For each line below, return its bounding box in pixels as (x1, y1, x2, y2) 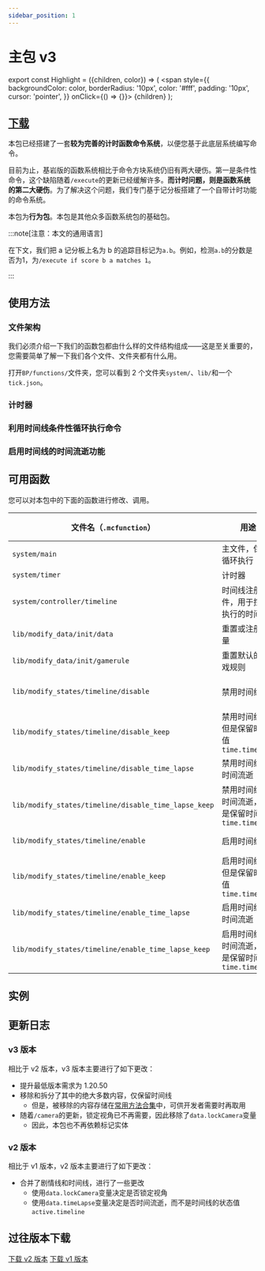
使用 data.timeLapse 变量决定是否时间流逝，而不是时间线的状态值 (31, 1198, 241, 1208)
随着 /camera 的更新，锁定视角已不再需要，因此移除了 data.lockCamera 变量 (19, 1110, 257, 1119)
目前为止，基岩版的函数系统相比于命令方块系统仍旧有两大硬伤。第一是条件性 (8, 165, 257, 175)
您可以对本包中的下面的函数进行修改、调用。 (8, 495, 154, 504)
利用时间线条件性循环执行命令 (8, 422, 122, 433)
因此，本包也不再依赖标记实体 (31, 1120, 129, 1130)
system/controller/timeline (12, 597, 118, 605)
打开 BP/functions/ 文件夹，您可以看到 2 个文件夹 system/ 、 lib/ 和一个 (8, 368, 233, 378)
